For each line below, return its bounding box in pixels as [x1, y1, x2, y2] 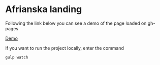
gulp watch [5, 54, 28, 60]
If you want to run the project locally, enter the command [5, 45, 124, 51]
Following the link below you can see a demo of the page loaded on [5, 20, 147, 26]
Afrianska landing [5, 4, 82, 15]
